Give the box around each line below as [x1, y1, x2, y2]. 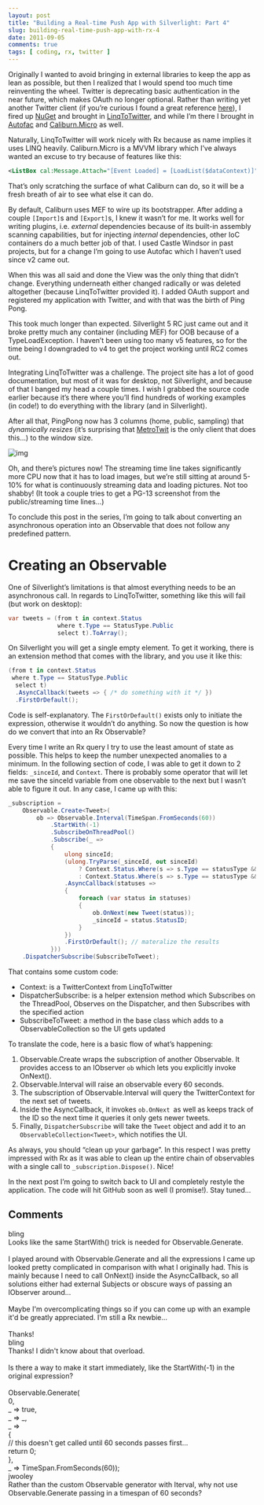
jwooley [8, 1471, 34, 1481]
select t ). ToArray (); [57, 629, 128, 637]
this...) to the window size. [8, 433, 93, 442]
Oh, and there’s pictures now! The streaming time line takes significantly [8, 463, 242, 473]
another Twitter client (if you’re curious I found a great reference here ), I [8, 103, 241, 113]
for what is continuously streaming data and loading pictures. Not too [24, 480, 248, 489]
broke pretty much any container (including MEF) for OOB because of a [8, 327, 240, 337]
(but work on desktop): [8, 599, 82, 608]
